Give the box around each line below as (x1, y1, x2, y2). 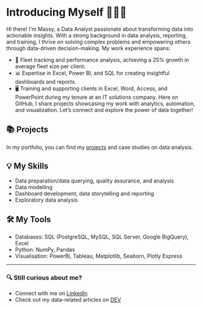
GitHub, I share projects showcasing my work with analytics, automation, (14, 99, 195, 107)
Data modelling (14, 183, 53, 190)
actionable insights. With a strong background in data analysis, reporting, (6, 31, 188, 39)
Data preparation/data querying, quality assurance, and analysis (14, 177, 174, 184)
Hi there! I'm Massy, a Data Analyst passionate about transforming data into (6, 25, 194, 33)
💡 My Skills (6, 161, 49, 171)
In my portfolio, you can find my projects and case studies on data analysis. (6, 143, 194, 151)
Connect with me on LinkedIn (14, 289, 88, 297)
